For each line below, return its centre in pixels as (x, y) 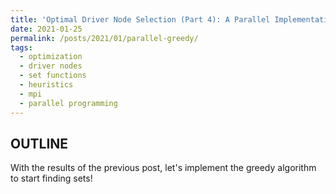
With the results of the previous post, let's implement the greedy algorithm (163, 168)
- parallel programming (68, 103)
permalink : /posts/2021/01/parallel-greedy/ (104, 38)
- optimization (51, 57)
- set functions (53, 76)
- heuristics (46, 85)
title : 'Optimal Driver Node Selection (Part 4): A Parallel (140, 19)
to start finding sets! (51, 178)
